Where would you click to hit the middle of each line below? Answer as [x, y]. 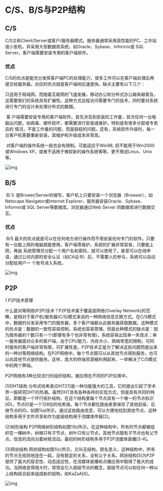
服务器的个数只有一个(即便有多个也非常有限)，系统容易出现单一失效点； [81, 335]
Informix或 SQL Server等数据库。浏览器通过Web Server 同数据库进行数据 [78, 207]
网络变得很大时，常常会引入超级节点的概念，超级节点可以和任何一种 [86, 468]
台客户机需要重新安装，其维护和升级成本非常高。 [54, 135]
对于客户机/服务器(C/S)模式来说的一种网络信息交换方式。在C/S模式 [89, 317]
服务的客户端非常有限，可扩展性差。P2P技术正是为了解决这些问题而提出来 [83, 347]
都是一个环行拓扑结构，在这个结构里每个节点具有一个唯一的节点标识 [86, 398]
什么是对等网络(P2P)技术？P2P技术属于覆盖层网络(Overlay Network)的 [76, 311]
